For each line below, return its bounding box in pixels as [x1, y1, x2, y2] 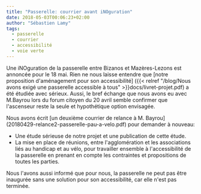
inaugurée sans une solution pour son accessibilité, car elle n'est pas [6, 175, 177, 183]
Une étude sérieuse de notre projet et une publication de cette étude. [14, 132, 187, 139]
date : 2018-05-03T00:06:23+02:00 [6, 14, 90, 20]
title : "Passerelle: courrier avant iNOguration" [6, 8, 133, 15]
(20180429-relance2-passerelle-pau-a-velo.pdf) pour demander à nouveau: [6, 121, 195, 128]
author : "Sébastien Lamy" [6, 20, 71, 26]
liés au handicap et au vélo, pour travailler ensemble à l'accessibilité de [14, 145, 191, 152]
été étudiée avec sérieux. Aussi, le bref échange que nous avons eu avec [6, 89, 187, 97]
